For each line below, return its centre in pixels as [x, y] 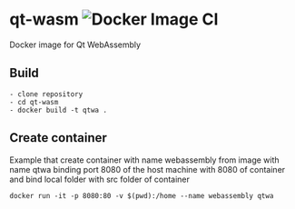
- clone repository [46, 94]
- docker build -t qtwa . [58, 110]
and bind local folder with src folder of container [100, 179]
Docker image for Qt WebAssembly [75, 45]
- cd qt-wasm [34, 102]
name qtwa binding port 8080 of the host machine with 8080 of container [147, 169]
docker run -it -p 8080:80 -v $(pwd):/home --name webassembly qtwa [142, 195]
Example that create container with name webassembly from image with [144, 160]
